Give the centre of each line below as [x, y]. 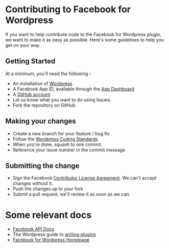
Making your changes [41, 121]
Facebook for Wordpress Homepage [51, 240]
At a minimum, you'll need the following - [49, 73]
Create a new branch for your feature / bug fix [61, 133]
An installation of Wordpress [42, 83]
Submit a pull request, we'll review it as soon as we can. [71, 194]
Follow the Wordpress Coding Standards [55, 139]
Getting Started [30, 61]
